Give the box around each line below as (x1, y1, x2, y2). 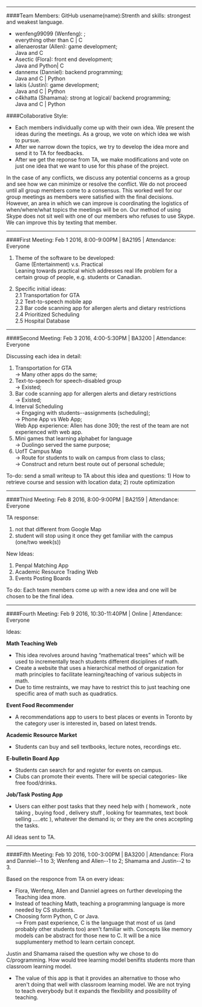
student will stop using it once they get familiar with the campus (14, 532, 173, 539)
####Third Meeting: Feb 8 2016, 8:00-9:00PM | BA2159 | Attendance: (6, 496, 179, 503)
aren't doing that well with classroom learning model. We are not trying (14, 981, 191, 988)
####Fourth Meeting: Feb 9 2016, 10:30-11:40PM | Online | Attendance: (6, 610, 183, 617)
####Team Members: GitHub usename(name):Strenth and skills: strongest (6, 12, 191, 19)
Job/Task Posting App (6, 791, 63, 798)
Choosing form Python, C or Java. (14, 913, 100, 920)
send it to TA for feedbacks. (14, 150, 84, 157)
